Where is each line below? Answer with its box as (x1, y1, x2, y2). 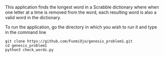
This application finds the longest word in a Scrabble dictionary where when (5, 4, 160, 10)
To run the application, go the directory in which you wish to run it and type (5, 24, 157, 30)
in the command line (5, 29, 47, 35)
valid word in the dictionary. (5, 15, 61, 20)
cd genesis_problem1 (5, 43, 48, 48)
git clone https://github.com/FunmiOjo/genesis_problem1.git (5, 39, 133, 44)
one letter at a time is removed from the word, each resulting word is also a (5, 9, 157, 15)
